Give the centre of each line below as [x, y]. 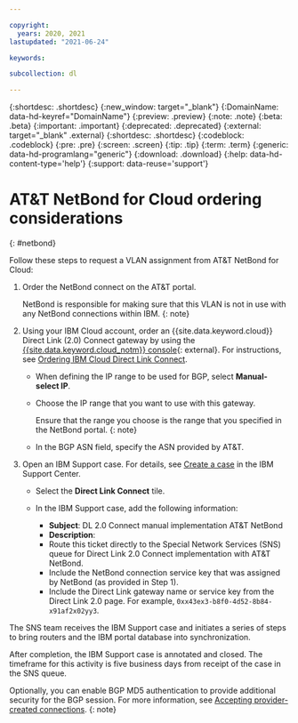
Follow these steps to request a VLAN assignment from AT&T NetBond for [144, 261]
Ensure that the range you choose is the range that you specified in [158, 421]
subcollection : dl [43, 74]
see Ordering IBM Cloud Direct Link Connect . [105, 359]
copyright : [29, 25]
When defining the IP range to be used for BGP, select [134, 377]
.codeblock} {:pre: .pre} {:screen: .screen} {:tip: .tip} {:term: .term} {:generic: [149, 145]
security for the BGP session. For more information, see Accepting [131, 700]
